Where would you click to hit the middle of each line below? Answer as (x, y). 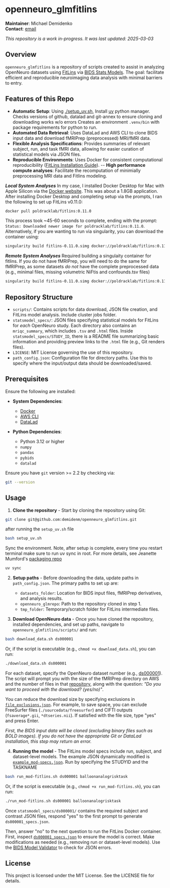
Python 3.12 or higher (42, 441)
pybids (27, 458)
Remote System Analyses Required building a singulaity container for (78, 256)
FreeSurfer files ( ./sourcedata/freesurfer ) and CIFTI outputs (69, 710)
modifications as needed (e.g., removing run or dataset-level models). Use (83, 842)
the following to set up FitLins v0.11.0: (44, 202)
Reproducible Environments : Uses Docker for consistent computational (88, 159)
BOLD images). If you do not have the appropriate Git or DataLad (73, 736)
